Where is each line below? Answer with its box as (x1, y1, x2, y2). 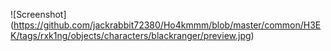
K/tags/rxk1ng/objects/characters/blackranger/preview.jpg (10, 30, 252, 41)
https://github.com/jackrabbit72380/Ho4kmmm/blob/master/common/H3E (13, 19, 322, 31)
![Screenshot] (10, 9, 67, 20)
